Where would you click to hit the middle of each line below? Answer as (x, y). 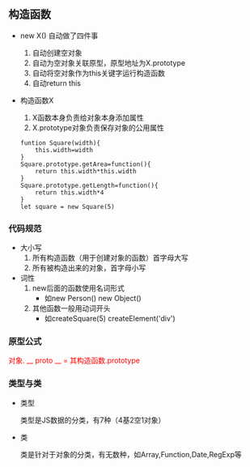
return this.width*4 (70, 193)
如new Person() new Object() (93, 299)
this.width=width (64, 150)
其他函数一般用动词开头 (71, 308)
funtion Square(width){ (60, 143)
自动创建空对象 (57, 53)
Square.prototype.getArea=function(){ (85, 164)
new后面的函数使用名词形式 (78, 288)
